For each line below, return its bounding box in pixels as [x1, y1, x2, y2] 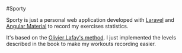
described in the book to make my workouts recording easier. [6, 41, 156, 47]
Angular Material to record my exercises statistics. [6, 23, 129, 29]
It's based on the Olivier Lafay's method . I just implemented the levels [6, 34, 177, 41]
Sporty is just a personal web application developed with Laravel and [6, 16, 175, 23]
